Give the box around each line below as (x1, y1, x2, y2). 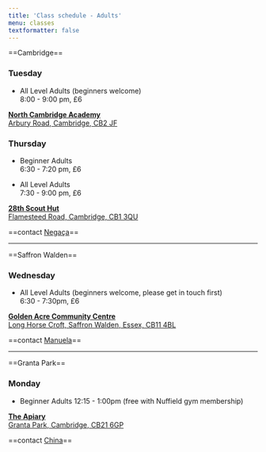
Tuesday (8, 68, 43, 79)
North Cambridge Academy (8, 109, 101, 119)
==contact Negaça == (8, 227, 79, 236)
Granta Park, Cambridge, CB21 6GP (8, 419, 124, 429)
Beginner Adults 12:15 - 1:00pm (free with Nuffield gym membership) (19, 396, 244, 405)
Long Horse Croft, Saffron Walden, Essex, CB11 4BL (8, 320, 177, 330)
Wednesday (8, 270, 55, 281)
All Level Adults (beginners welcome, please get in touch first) (19, 288, 223, 297)
